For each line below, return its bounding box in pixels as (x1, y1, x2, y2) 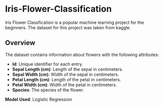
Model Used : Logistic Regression (5, 96, 72, 102)
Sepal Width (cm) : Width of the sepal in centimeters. (12, 71, 119, 77)
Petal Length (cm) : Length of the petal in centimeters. (12, 76, 121, 82)
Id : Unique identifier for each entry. (12, 61, 83, 67)
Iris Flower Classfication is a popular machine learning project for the (5, 19, 144, 25)
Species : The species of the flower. (12, 87, 84, 93)
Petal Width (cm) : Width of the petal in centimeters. (12, 82, 117, 88)
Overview (5, 39, 36, 47)
